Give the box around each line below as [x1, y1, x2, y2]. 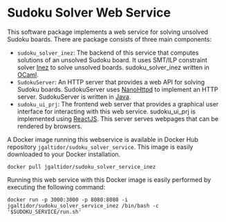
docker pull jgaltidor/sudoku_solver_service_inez [7, 163, 156, 170]
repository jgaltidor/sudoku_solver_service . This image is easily [7, 142, 194, 151]
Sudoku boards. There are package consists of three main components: [7, 35, 212, 43]
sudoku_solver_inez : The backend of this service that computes [17, 48, 199, 57]
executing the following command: [7, 183, 106, 191]
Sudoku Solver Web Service [7, 5, 171, 21]
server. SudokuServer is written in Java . [17, 92, 131, 101]
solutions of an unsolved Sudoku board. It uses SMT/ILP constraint [17, 55, 207, 64]
